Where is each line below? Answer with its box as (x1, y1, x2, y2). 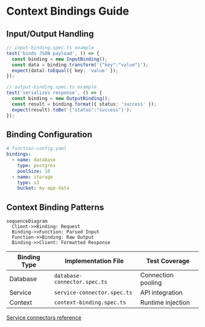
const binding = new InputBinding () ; (12, 56, 108, 62)
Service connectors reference (6, 314, 82, 322)
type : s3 (17, 179, 40, 185)
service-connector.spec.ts (54, 289, 132, 296)
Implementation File (65, 257, 124, 265)
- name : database (12, 157, 56, 163)
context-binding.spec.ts (54, 299, 126, 306)
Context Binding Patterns (6, 202, 104, 212)
